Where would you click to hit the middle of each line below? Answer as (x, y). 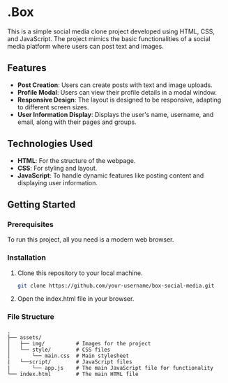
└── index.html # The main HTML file (73, 374)
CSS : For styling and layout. (57, 168)
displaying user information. (57, 182)
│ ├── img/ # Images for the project (79, 343)
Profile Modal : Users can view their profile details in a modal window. (117, 92)
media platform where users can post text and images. (85, 46)
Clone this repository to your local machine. (80, 273)
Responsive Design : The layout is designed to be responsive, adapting (119, 100)
